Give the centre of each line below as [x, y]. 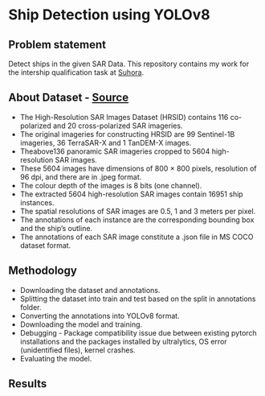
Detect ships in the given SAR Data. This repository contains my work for [129, 64]
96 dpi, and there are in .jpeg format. [81, 177]
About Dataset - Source [69, 98]
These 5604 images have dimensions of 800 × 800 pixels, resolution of [138, 168]
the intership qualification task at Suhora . [76, 72]
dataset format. [45, 245]
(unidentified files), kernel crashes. [77, 350]
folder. [31, 307]
